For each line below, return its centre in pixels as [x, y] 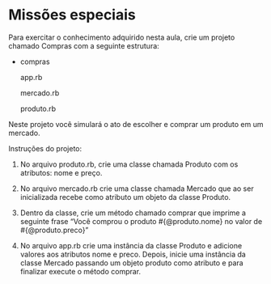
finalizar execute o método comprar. [80, 271]
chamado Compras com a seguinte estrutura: [84, 45]
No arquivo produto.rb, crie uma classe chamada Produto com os [129, 164]
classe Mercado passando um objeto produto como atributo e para [132, 263]
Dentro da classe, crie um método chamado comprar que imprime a [133, 213]
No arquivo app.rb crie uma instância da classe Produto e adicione [131, 245]
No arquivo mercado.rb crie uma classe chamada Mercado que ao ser [137, 189]
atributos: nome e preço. [61, 172]
